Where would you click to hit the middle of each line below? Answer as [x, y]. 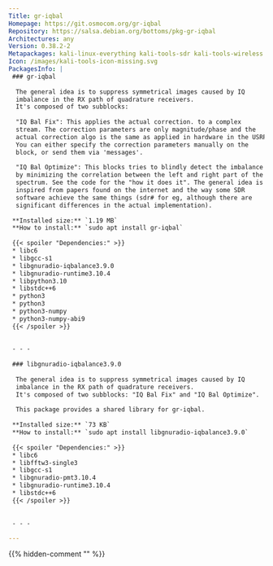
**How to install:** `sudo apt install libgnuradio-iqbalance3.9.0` [130, 432]
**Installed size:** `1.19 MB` [65, 221]
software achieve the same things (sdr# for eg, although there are [134, 197]
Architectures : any [41, 39]
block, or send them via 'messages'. [80, 152]
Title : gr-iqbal [36, 16]
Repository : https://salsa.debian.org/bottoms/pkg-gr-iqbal [113, 31]
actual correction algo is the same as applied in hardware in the [132, 137]
